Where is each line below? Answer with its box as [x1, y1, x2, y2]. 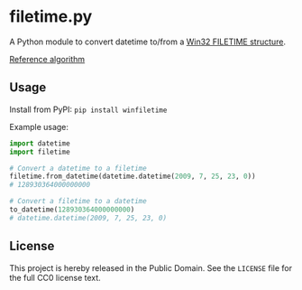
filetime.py [9, 6, 93, 27]
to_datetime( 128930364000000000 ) [9, 205, 135, 214]
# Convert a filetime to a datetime [9, 197, 147, 206]
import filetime [9, 147, 70, 156]
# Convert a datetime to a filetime [9, 164, 147, 173]
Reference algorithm [9, 53, 86, 64]
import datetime [9, 138, 70, 148]
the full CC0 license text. [9, 272, 101, 283]
